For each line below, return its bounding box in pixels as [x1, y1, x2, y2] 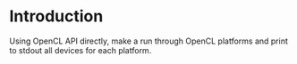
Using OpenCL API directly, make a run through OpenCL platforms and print [9, 36, 288, 46]
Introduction [9, 6, 104, 27]
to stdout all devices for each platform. [9, 44, 152, 55]
